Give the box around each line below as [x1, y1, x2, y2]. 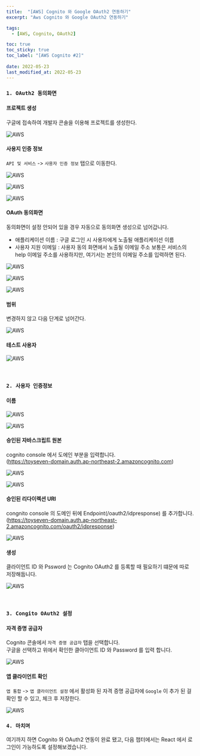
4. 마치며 [6, 723, 30, 729]
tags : [6, 25, 20, 31]
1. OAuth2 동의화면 [6, 90, 57, 97]
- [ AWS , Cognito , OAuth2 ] [11, 30, 76, 36]
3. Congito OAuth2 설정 [6, 610, 73, 617]
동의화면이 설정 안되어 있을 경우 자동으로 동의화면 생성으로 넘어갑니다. [6, 223, 169, 231]
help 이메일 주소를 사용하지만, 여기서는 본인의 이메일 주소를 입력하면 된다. [14, 251, 187, 259]
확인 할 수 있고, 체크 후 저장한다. [6, 694, 81, 702]
